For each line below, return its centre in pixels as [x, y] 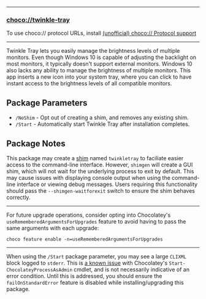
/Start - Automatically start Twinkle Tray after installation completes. [102, 124]
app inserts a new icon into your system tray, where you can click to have [99, 77]
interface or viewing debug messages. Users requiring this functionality [107, 184]
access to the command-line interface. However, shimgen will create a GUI [100, 165]
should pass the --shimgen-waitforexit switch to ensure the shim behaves [101, 190]
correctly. [18, 197]
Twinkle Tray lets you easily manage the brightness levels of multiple [93, 51]
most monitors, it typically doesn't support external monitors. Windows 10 [99, 64]
